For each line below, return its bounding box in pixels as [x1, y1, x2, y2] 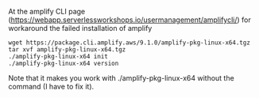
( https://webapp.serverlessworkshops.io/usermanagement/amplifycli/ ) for [8, 15, 252, 24]
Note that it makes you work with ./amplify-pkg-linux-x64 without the [8, 73, 234, 82]
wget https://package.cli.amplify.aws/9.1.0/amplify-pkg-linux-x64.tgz [8, 39, 250, 47]
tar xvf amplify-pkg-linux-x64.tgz [8, 46, 126, 54]
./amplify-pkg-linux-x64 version [8, 59, 119, 67]
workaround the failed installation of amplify [8, 24, 153, 32]
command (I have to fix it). [8, 82, 95, 91]
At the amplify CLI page [8, 7, 86, 16]
